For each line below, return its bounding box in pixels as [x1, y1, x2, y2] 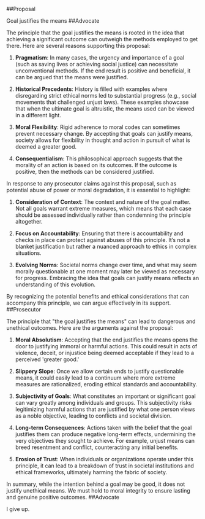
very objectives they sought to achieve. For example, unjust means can [15, 437, 195, 444]
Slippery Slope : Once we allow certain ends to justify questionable [15, 368, 184, 375]
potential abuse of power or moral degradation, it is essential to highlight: [6, 187, 191, 193]
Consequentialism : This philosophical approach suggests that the [15, 155, 182, 162]
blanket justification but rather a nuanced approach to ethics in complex [15, 243, 197, 250]
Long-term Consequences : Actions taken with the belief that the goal [15, 424, 192, 431]
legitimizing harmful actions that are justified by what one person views [15, 405, 195, 413]
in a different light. [15, 112, 61, 119]
